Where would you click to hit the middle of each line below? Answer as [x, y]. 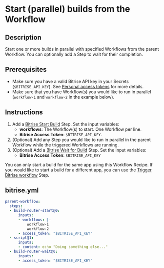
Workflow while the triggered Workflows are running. [65, 144]
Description [23, 37]
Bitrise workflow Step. [27, 175]
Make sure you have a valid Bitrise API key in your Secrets [71, 81]
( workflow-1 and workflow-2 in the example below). [63, 97]
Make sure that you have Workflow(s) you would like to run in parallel [82, 92]
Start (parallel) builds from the [68, 9]
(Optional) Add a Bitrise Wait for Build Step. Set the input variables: [79, 150]
